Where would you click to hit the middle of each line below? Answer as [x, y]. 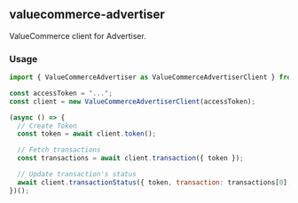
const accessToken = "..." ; [61, 93]
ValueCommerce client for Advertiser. [78, 35]
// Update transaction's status [77, 175]
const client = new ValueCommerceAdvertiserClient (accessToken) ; [132, 101]
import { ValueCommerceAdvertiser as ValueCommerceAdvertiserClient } [142, 78]
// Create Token [47, 126]
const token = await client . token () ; [87, 134]
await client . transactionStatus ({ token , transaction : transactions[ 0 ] [153, 182]
